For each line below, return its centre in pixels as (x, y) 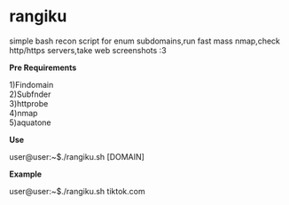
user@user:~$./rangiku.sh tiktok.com (77, 191)
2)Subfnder (30, 94)
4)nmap (23, 113)
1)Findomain (31, 84)
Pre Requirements (43, 67)
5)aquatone (30, 122)
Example (26, 174)
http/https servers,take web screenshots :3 (88, 50)
